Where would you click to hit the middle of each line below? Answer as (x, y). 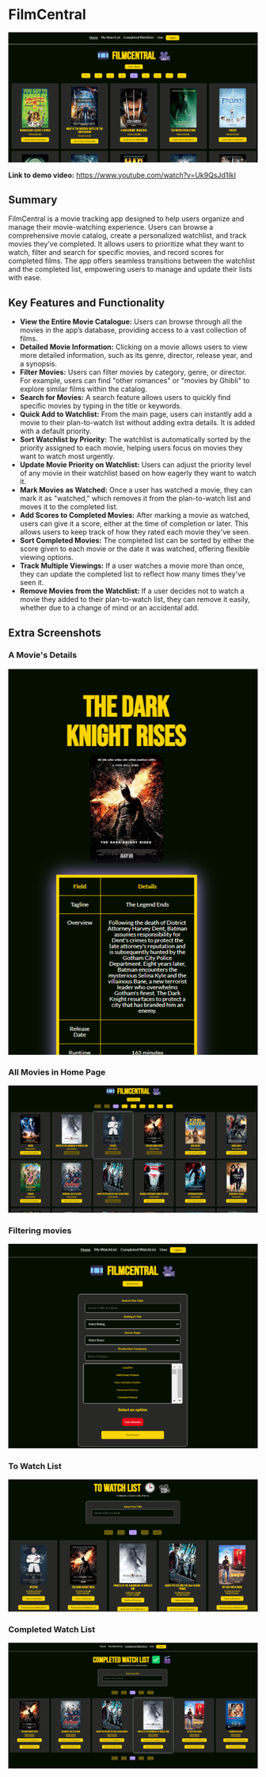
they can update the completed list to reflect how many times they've (133, 574)
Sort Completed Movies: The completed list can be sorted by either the (137, 541)
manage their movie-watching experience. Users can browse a (111, 227)
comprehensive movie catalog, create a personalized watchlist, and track (127, 236)
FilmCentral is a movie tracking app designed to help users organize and (126, 219)
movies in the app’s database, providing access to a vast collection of (133, 330)
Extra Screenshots (55, 632)
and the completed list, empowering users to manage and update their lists (130, 269)
